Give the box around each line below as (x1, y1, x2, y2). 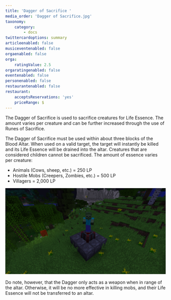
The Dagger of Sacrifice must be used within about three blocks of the (5, 135, 154, 142)
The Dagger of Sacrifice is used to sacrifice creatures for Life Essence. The (5, 114, 164, 121)
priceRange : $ (14, 100, 44, 105)
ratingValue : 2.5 (14, 62, 51, 67)
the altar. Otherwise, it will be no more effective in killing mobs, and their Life (5, 284, 166, 291)
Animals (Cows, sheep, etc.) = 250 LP (12, 167, 93, 173)
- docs (23, 30, 38, 35)
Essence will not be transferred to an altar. (5, 290, 94, 296)
